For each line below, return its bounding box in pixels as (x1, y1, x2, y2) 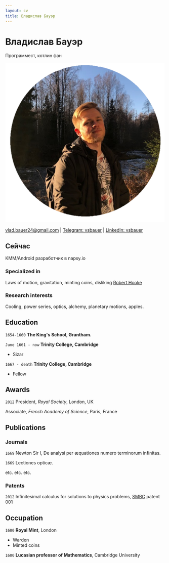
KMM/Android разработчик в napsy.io (5, 255, 86, 262)
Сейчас (5, 242, 30, 250)
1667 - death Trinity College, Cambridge (5, 361, 92, 367)
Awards (5, 385, 30, 394)
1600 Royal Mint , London (5, 527, 57, 533)
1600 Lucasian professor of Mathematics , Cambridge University (5, 552, 140, 558)
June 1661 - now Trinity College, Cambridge (5, 341, 99, 348)
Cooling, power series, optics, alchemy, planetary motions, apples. (5, 304, 144, 310)
